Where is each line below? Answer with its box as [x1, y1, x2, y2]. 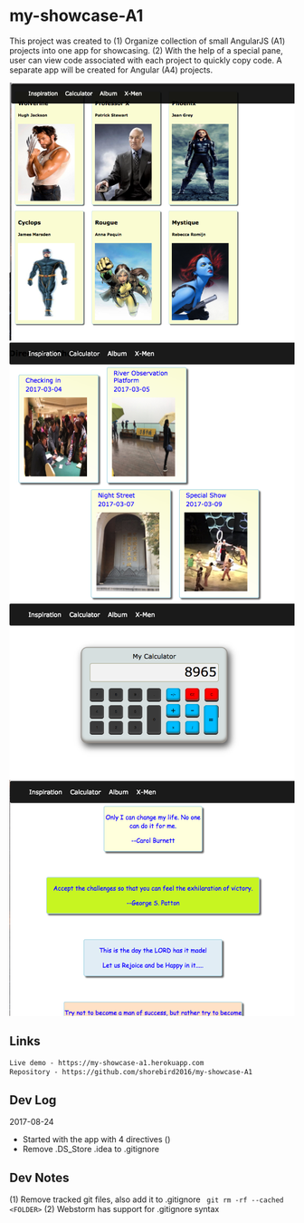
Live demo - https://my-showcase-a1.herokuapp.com [9, 1059, 204, 1068]
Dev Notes [9, 1169, 70, 1185]
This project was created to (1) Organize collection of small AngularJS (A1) [9, 35, 286, 46]
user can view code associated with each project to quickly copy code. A [9, 54, 282, 65]
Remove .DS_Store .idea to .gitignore [22, 1144, 160, 1155]
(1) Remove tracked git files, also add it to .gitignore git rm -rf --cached [9, 1194, 284, 1205]
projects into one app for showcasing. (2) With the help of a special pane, [9, 44, 283, 55]
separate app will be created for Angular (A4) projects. [9, 64, 214, 75]
